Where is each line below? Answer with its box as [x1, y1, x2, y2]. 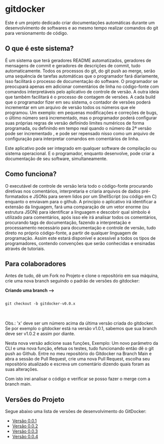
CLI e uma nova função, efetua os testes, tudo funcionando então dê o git [5, 345, 154, 352]
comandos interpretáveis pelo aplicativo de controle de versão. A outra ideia [5, 88, 159, 94]
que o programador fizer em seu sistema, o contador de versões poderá [5, 99, 151, 105]
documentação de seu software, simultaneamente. [5, 156, 108, 162]
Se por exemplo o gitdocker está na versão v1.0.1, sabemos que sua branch [5, 326, 157, 332]
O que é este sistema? [5, 44, 74, 53]
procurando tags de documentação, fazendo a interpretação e [5, 220, 131, 225]
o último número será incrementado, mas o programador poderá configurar [5, 114, 157, 121]
